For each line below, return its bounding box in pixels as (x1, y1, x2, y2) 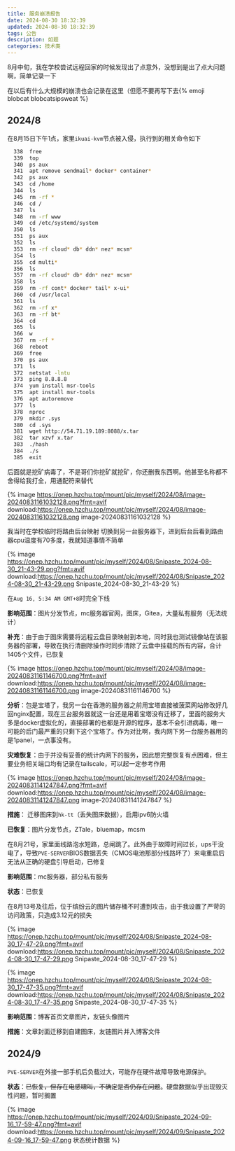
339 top (13, 155, 39, 162)
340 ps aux (13, 161, 49, 168)
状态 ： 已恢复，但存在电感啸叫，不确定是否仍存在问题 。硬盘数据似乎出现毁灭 (7, 1082, 228, 1091)
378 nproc (13, 408, 45, 415)
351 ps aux (13, 232, 49, 240)
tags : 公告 (7, 29, 37, 37)
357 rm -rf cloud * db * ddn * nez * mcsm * (13, 272, 133, 279)
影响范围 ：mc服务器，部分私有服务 (7, 872, 108, 881)
